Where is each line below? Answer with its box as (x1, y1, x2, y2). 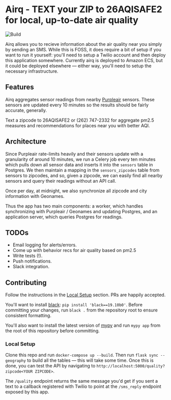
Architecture (5, 137, 47, 146)
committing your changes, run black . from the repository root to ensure (5, 307, 158, 313)
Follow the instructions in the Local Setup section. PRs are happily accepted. (5, 292, 166, 298)
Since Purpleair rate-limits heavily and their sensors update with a (5, 151, 144, 157)
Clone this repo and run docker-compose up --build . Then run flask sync (5, 352, 159, 358)
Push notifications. (12, 258, 52, 264)
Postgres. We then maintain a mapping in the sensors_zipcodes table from (5, 167, 160, 173)
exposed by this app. (5, 389, 49, 395)
